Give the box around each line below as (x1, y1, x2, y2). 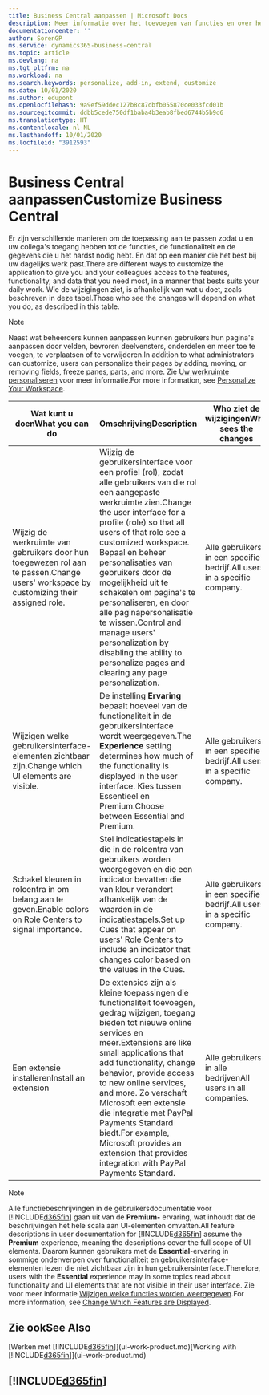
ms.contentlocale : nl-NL (8, 124, 91, 132)
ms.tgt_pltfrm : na (8, 64, 70, 72)
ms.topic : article (8, 49, 70, 57)
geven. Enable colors (12, 904, 90, 915)
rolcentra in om (12, 884, 70, 895)
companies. (205, 1093, 250, 1104)
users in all (205, 1082, 246, 1093)
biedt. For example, (99, 1128, 170, 1139)
